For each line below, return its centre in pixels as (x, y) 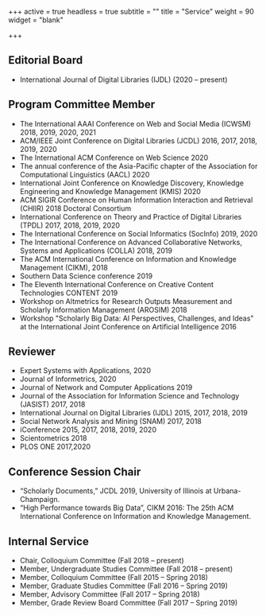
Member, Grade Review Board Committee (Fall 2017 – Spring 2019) (129, 603)
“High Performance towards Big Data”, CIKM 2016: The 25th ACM (127, 508)
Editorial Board (46, 60)
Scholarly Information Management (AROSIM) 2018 (104, 309)
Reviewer (32, 352)
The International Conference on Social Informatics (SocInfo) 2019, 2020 (139, 233)
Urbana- (227, 491)
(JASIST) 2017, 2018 (52, 404)
